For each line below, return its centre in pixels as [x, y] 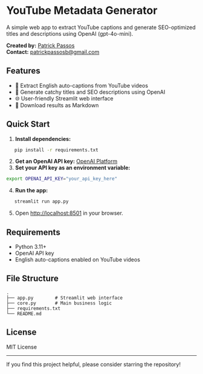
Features [23, 71]
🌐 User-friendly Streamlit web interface [64, 98]
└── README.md [24, 313]
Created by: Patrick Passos [40, 45]
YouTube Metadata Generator [82, 11]
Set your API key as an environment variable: [72, 168]
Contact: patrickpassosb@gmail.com [53, 51]
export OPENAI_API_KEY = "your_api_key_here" [62, 179]
